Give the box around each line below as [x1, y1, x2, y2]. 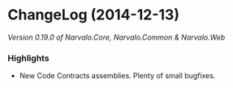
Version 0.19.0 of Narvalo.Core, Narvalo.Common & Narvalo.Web [7, 32, 226, 42]
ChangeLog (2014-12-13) [7, 6, 180, 24]
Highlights [7, 52, 50, 64]
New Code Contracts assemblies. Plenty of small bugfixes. [19, 71, 216, 81]
